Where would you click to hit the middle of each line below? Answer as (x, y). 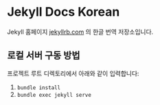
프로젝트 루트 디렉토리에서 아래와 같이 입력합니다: (73, 73)
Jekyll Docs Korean (64, 12)
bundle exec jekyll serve (54, 95)
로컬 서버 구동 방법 (44, 56)
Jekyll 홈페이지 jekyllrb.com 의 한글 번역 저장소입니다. (80, 32)
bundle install (39, 87)
